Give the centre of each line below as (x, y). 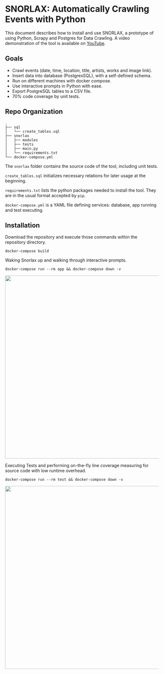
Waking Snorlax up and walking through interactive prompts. (66, 260)
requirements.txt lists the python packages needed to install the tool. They (81, 190)
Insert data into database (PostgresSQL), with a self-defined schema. (82, 75)
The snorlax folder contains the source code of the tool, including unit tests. (82, 166)
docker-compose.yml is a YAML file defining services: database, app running (81, 205)
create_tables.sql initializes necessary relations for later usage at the (75, 175)
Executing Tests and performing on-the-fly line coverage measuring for (77, 466)
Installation (22, 225)
